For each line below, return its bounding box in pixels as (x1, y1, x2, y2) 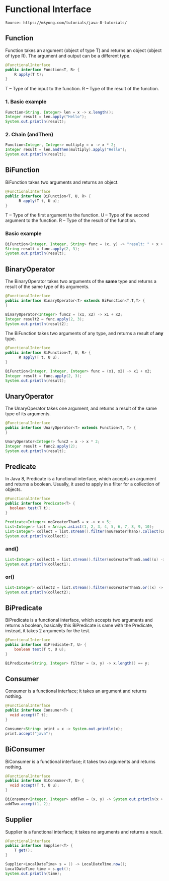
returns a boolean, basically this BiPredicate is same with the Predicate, (5, 622, 153, 629)
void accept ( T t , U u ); (10, 783, 59, 788)
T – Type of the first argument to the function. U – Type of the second (5, 212, 149, 218)
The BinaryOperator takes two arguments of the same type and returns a (5, 279, 157, 285)
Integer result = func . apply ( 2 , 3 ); (5, 373, 82, 378)
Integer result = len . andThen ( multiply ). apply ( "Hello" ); (5, 147, 127, 152)
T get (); (14, 848, 33, 853)
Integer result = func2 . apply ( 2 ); (5, 444, 78, 449)
